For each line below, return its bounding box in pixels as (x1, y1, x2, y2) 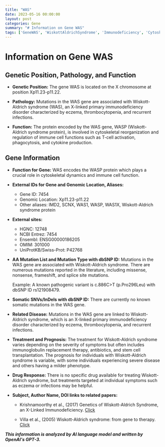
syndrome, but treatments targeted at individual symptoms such (27, 377, 158, 383)
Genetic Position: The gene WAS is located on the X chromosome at (12, 84, 151, 90)
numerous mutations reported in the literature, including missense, (12, 267, 147, 273)
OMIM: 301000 (19, 242, 50, 248)
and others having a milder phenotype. (12, 362, 91, 368)
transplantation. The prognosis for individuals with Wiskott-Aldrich (12, 352, 146, 358)
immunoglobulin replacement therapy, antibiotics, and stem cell (12, 347, 141, 352)
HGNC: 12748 (19, 226, 48, 232)
